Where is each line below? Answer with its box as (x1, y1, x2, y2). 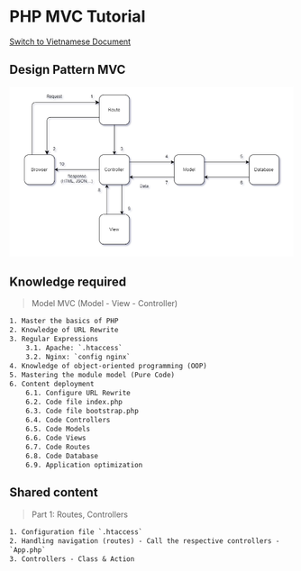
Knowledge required (9, 274, 127, 289)
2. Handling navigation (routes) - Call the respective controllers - (9, 536, 280, 546)
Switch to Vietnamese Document (9, 36, 132, 47)
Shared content (9, 485, 98, 501)
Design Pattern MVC (9, 62, 126, 77)
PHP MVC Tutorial (9, 6, 146, 27)
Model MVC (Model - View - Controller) (31, 298, 178, 308)
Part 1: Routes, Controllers (31, 509, 129, 520)
